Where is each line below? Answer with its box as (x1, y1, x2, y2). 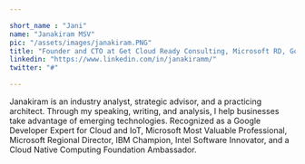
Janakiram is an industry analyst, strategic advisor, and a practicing (9, 96, 262, 107)
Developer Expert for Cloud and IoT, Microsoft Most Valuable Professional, (9, 125, 288, 136)
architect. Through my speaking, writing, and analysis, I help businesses (9, 106, 280, 116)
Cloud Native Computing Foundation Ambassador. (9, 144, 197, 155)
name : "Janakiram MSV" (9, 29, 95, 39)
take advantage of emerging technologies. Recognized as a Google (9, 115, 261, 126)
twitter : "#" (9, 63, 59, 72)
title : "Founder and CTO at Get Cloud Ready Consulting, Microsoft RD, (9, 46, 286, 55)
